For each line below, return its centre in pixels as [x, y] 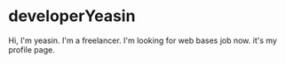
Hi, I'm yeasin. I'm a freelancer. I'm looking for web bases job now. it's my [143, 40]
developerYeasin [72, 16]
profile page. [32, 49]
